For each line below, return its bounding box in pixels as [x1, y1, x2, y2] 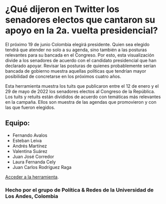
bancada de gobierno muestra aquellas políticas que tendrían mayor [5, 68, 146, 74]
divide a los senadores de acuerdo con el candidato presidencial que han [5, 57, 156, 63]
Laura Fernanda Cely [12, 159, 56, 165]
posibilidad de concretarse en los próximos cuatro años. [5, 73, 121, 79]
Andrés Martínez [12, 143, 47, 149]
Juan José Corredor [12, 153, 54, 159]
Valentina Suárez [12, 148, 48, 154]
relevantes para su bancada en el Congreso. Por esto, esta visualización [5, 52, 154, 58]
